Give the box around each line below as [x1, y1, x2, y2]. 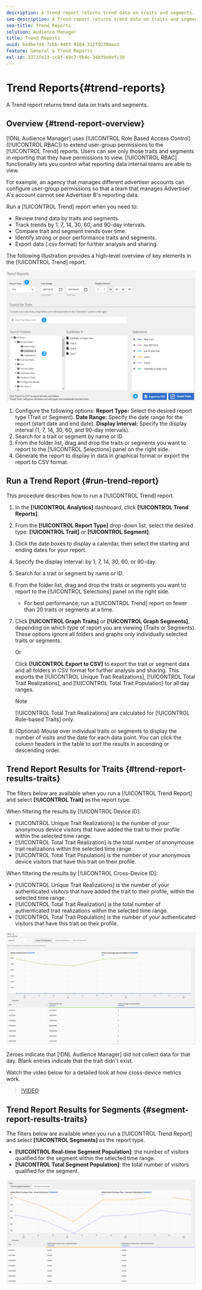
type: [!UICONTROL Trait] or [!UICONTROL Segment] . [14, 528, 150, 535]
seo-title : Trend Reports [6, 22, 71, 28]
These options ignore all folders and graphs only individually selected [14, 630, 188, 637]
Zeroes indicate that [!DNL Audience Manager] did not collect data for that [6, 1051, 191, 1058]
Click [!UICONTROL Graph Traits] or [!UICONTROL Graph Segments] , [14, 618, 190, 625]
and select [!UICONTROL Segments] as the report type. [6, 1137, 145, 1144]
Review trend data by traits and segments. [14, 214, 120, 222]
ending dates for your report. [14, 546, 87, 554]
